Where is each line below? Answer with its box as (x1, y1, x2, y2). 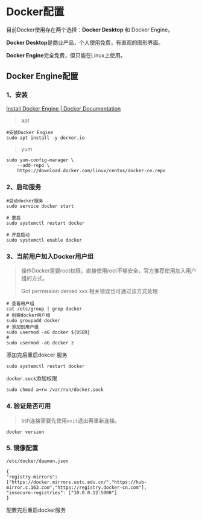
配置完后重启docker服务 (6, 506, 66, 514)
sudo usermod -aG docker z (6, 340, 74, 346)
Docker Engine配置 (6, 71, 78, 82)
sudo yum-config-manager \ (6, 157, 74, 163)
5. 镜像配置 (6, 444, 39, 453)
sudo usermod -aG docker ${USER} (6, 329, 90, 335)
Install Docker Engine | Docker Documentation (6, 105, 121, 112)
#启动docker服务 (6, 198, 43, 204)
